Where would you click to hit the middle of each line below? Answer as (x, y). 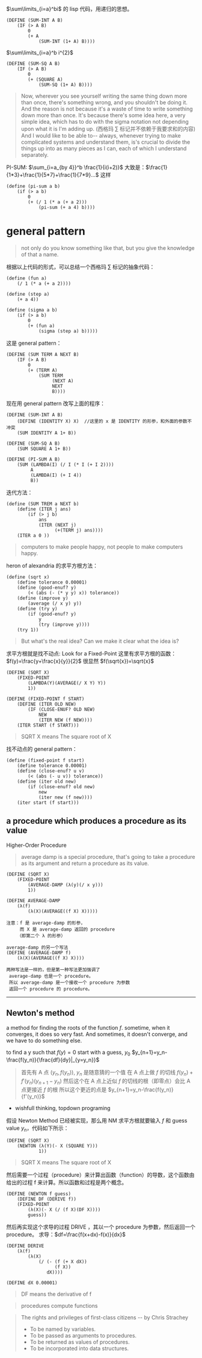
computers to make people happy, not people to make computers (102, 547)
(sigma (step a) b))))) (68, 331)
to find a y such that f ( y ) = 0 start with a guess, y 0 (68, 1053)
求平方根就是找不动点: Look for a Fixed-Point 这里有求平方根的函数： (91, 653)
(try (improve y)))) (64, 624)
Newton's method (41, 1013)
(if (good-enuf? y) (52, 614)
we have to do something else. (44, 1041)
